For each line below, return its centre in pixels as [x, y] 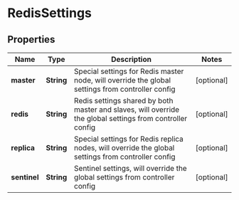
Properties [31, 40]
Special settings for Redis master [129, 71]
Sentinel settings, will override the [130, 168]
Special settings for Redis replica [128, 139]
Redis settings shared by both [123, 101]
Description [131, 59]
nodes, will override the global [124, 148]
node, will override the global [122, 80]
